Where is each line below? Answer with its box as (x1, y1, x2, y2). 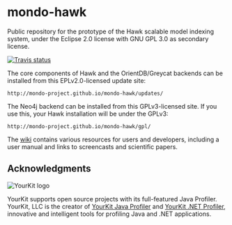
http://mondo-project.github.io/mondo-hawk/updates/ (7, 90, 164, 97)
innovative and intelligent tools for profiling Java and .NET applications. (7, 210, 212, 218)
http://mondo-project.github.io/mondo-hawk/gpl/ (7, 123, 151, 130)
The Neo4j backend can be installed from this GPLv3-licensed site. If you (7, 102, 217, 110)
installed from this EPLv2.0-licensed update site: (7, 76, 146, 84)
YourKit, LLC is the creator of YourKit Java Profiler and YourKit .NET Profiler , (7, 202, 226, 210)
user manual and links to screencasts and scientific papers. (7, 142, 178, 150)
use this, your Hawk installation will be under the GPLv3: (7, 109, 169, 118)
